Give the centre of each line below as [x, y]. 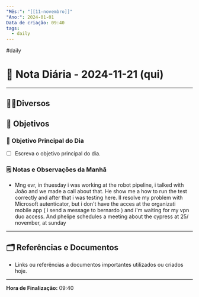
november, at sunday [40, 222]
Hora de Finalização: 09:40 [40, 288]
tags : [13, 28]
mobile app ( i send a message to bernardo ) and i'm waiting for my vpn [102, 210]
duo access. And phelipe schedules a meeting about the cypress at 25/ [102, 216]
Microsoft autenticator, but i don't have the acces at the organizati [95, 204]
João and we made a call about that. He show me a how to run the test [101, 191]
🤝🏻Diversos [28, 103]
